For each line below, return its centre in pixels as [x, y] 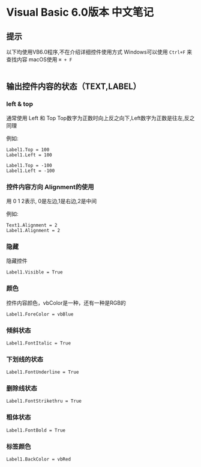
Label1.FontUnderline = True [43, 372]
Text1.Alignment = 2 [32, 225]
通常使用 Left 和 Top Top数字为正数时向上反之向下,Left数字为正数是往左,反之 [100, 118]
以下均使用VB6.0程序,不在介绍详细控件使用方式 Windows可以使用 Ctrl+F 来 [99, 52]
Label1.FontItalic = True [38, 343]
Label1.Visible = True [34, 272]
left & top [19, 104]
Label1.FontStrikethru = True [44, 401]
